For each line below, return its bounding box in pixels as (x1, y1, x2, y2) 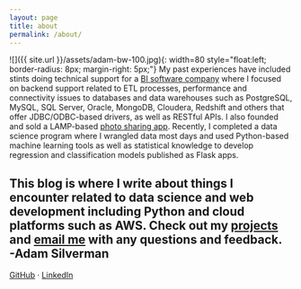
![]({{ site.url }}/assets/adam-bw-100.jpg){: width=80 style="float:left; (9, 55, 267, 66)
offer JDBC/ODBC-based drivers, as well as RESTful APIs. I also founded (9, 111, 279, 122)
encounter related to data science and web (9, 189, 254, 205)
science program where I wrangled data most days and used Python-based (9, 131, 289, 142)
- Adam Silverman (9, 246, 110, 261)
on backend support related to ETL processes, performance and (9, 83, 247, 94)
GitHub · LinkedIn (9, 270, 74, 281)
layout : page (9, 13, 58, 22)
